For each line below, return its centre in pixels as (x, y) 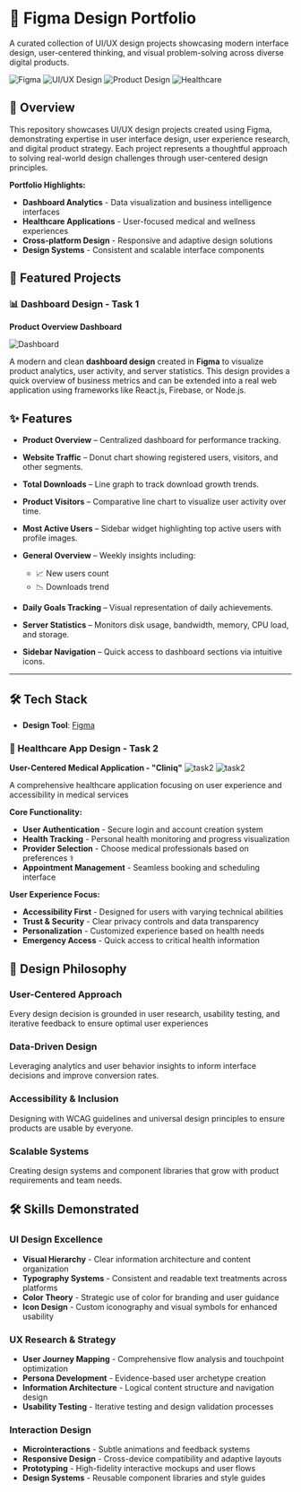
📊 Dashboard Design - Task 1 (74, 304)
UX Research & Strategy (63, 1340)
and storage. (46, 635)
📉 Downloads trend (72, 587)
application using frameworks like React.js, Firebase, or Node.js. (128, 390)
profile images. (50, 538)
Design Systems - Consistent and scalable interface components (143, 249)
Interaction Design (51, 1429)
